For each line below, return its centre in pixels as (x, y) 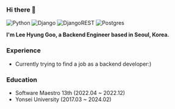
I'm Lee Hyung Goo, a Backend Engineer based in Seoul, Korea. (88, 35)
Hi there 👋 (21, 10)
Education (22, 80)
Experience (23, 51)
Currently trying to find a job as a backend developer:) (83, 64)
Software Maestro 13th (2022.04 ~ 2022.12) (70, 93)
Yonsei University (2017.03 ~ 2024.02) (63, 99)
